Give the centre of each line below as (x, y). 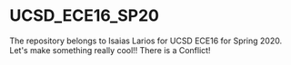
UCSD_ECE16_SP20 (84, 16)
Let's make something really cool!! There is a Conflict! (110, 50)
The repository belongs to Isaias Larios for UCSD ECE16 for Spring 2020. (146, 41)
